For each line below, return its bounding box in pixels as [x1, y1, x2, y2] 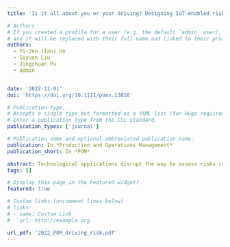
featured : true [7, 185, 51, 192]
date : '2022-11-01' [7, 85, 63, 92]
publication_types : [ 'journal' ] [7, 123, 99, 130]
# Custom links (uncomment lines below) [7, 198, 125, 205]
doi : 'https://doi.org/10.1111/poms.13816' [7, 92, 133, 99]
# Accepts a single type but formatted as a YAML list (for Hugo [7, 110, 197, 117]
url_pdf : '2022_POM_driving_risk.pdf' [7, 229, 118, 236]
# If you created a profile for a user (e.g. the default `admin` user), [7, 29, 222, 36]
